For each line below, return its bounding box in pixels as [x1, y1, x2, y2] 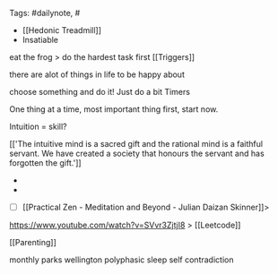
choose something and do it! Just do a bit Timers [9, 87, 191, 97]
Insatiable [22, 35, 59, 45]
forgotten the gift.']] [9, 158, 83, 168]
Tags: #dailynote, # [9, 8, 81, 18]
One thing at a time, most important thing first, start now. [9, 104, 219, 115]
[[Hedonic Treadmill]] [22, 25, 101, 35]
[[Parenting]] [9, 237, 56, 248]
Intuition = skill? [9, 121, 67, 132]
